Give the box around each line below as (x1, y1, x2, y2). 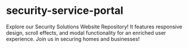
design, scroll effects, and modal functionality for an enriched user (6, 29, 166, 36)
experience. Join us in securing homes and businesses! (6, 35, 140, 42)
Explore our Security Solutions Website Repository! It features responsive (6, 23, 183, 30)
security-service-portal (6, 4, 124, 17)
